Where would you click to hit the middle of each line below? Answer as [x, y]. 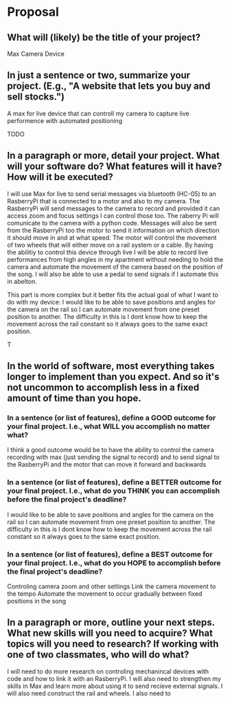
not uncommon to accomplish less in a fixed [103, 388]
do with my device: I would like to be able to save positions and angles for [112, 302]
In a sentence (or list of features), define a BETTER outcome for [114, 482]
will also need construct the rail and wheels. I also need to [89, 693]
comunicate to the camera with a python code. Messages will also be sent [112, 223]
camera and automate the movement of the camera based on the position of [115, 267]
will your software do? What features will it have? [115, 167]
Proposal [33, 12]
